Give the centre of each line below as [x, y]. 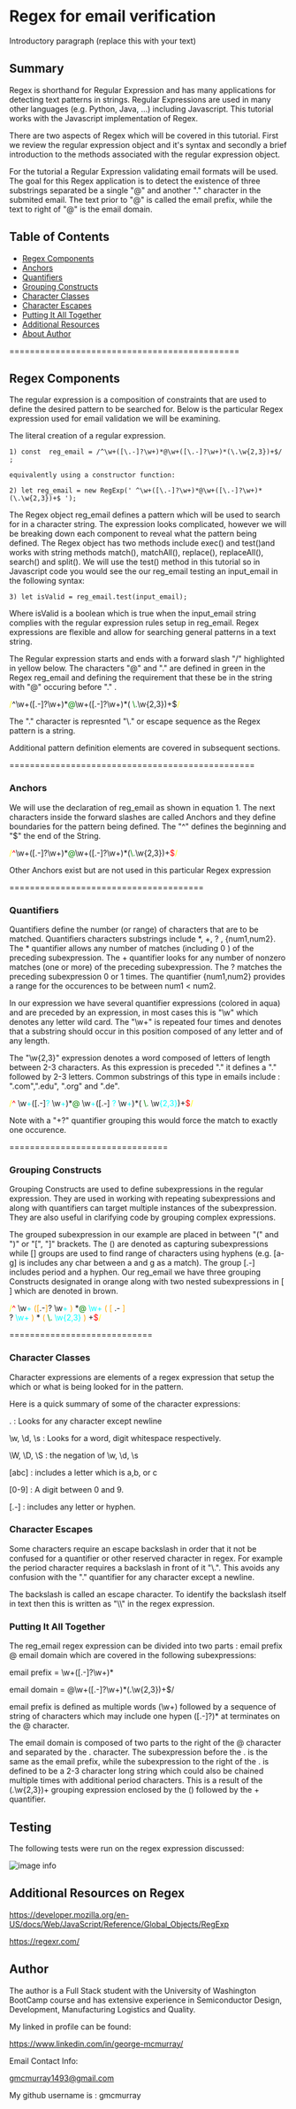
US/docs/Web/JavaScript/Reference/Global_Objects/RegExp [119, 1924]
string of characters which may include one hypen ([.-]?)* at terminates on [145, 1717]
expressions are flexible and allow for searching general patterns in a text [143, 632]
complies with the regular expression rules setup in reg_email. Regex [134, 623]
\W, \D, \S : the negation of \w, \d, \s [74, 1455]
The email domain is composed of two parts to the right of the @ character [145, 1743]
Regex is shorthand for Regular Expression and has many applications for [143, 89]
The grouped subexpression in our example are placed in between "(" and [144, 1235]
